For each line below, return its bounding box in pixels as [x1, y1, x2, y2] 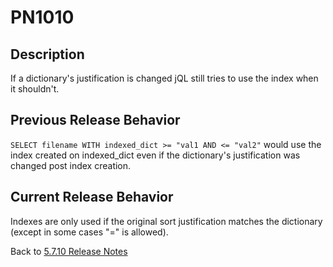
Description [10, 46, 85, 63]
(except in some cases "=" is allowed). [10, 226, 169, 238]
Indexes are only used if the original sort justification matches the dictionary [10, 215, 323, 227]
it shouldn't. [10, 83, 60, 95]
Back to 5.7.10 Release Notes [10, 245, 128, 257]
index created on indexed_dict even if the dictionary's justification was [10, 149, 301, 161]
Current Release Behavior [10, 189, 174, 206]
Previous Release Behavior [10, 112, 181, 129]
